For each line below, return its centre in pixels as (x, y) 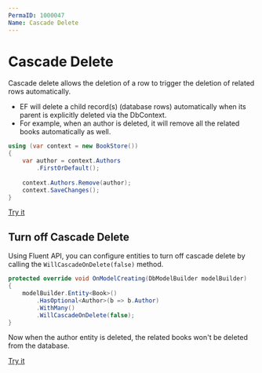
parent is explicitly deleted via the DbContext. (93, 115)
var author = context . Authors (72, 161)
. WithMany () (56, 308)
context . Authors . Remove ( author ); (77, 183)
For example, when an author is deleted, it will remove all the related (129, 123)
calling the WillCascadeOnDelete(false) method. (86, 265)
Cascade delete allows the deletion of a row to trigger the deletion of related (131, 83)
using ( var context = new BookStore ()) (73, 146)
